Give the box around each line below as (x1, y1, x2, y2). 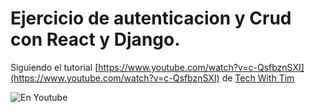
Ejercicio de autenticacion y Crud (10, 7, 292, 30)
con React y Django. (10, 28, 181, 51)
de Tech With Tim (221, 72, 295, 84)
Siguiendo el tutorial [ (10, 61, 99, 73)
